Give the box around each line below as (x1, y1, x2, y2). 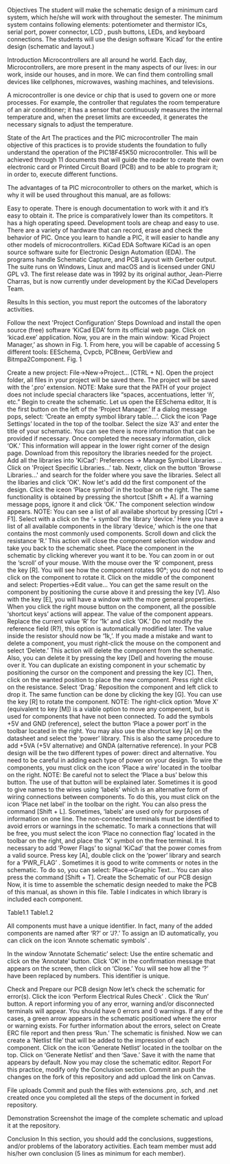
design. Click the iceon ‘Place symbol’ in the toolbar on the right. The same (7, 485, 220, 494)
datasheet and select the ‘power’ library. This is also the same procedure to (7, 734, 220, 742)
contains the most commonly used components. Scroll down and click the (7, 529, 216, 538)
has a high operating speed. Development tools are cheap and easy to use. (7, 219, 220, 226)
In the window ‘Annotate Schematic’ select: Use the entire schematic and (7, 950, 214, 957)
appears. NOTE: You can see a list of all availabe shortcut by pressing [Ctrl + (7, 507, 224, 516)
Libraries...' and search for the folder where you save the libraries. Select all (7, 471, 221, 479)
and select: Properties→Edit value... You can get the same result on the (7, 581, 208, 589)
